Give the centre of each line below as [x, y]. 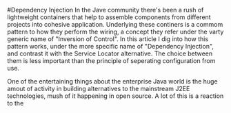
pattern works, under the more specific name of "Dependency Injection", [110, 46]
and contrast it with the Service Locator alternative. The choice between [110, 53]
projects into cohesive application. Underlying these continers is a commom [115, 24]
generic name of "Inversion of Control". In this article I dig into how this [108, 39]
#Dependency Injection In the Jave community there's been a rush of [106, 10]
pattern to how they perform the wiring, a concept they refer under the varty [115, 32]
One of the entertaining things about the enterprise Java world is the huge [113, 81]
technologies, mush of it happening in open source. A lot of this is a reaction [115, 96]
